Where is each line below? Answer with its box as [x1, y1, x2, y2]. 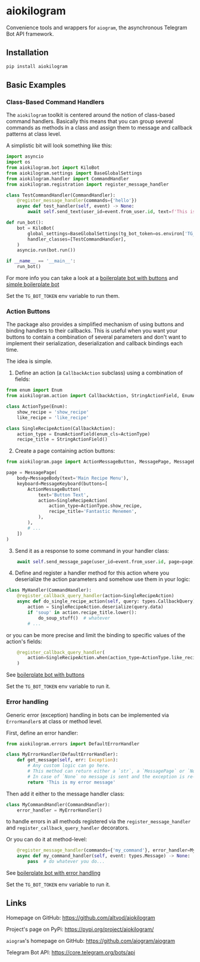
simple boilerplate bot [6, 281, 60, 288]
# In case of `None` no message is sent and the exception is [27, 773, 185, 780]
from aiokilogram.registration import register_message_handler [6, 181, 169, 188]
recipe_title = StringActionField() [17, 437, 108, 442]
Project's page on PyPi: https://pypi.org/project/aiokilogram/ [6, 926, 154, 933]
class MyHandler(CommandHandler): [6, 587, 92, 594]
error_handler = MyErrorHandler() [17, 807, 102, 813]
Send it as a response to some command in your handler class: [14, 547, 170, 554]
